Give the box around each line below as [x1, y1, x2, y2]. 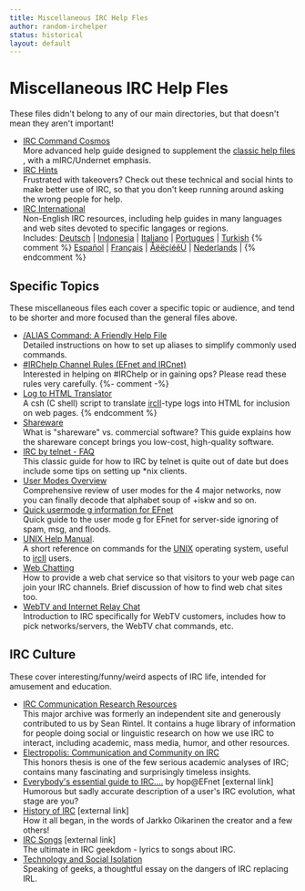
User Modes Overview [22, 475, 107, 486]
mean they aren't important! [9, 118, 114, 129]
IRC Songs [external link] [22, 834, 117, 844]
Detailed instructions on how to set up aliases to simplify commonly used [22, 339, 298, 350]
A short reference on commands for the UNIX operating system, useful [22, 544, 289, 554]
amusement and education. [9, 680, 112, 691]
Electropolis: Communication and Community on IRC [22, 747, 220, 758]
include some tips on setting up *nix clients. [22, 466, 188, 476]
